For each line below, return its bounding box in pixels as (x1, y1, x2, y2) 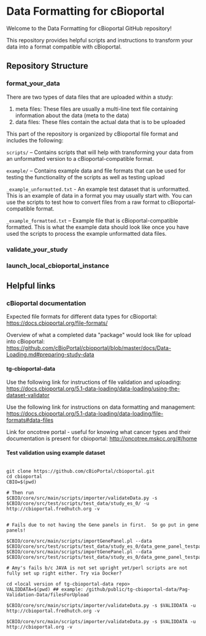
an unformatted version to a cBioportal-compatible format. (6, 155, 154, 162)
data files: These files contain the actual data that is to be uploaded (15, 118, 186, 125)
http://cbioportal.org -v (6, 624, 72, 630)
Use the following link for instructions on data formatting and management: (6, 403, 196, 411)
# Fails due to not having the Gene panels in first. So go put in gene (6, 522, 199, 528)
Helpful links (6, 281, 56, 291)
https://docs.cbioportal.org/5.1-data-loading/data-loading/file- (6, 410, 164, 417)
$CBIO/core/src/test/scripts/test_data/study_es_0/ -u (6, 500, 150, 506)
